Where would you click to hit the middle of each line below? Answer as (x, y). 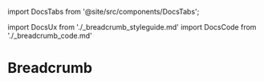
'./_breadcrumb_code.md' (50, 36)
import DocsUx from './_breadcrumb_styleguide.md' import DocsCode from (132, 27)
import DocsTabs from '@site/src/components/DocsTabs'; (104, 12)
